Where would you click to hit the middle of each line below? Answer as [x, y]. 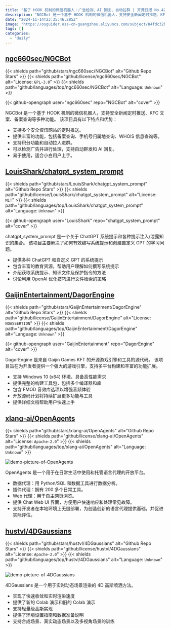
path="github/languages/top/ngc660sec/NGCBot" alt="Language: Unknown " [84, 87]
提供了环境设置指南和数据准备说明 [48, 615]
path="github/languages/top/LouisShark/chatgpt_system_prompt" [74, 205]
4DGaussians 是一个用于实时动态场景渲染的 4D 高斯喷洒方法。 [71, 585]
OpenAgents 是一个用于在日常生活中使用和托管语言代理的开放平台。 [77, 472]
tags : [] [14, 29]
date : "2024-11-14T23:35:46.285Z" [42, 19]
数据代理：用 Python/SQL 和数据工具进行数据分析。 [66, 483]
